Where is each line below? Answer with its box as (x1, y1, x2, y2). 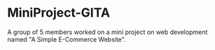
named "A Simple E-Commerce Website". (7, 35, 126, 43)
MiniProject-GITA (7, 5, 111, 21)
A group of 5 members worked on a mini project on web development (7, 28, 208, 36)
